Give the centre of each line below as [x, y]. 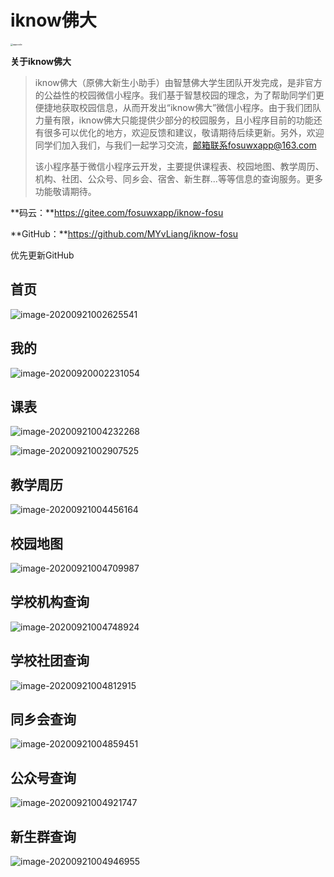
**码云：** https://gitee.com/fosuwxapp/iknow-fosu [117, 212]
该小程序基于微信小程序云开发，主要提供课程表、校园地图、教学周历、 [179, 166]
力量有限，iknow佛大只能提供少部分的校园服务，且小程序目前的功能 [174, 120]
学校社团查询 [50, 661]
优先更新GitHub [42, 255]
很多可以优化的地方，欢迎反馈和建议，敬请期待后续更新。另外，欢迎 [184, 132]
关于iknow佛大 [41, 61]
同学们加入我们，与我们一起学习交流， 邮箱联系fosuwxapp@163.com [175, 145]
